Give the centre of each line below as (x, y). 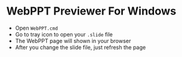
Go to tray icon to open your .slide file (64, 34)
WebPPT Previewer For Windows (91, 11)
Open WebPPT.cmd (37, 28)
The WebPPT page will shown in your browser (73, 41)
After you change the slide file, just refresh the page (80, 47)
